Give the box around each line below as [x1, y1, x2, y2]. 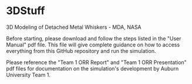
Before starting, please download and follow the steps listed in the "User [6, 35, 181, 42]
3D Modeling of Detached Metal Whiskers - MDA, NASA [6, 23, 142, 31]
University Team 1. [6, 71, 51, 78]
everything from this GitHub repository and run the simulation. [6, 47, 156, 54]
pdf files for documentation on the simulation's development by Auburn [6, 65, 179, 72]
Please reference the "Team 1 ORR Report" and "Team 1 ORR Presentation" [6, 59, 187, 66]
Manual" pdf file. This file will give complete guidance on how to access [6, 41, 180, 48]
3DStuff [6, 4, 45, 18]
